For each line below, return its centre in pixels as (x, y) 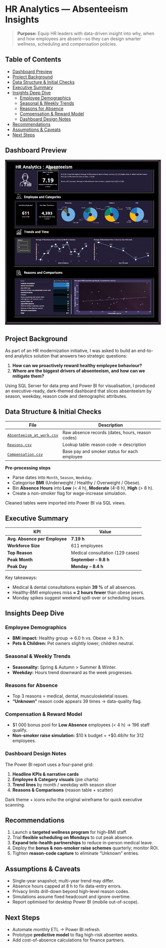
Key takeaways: (21, 577)
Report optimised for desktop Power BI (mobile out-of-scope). (76, 902)
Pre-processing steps (28, 468)
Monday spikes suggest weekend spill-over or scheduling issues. (79, 598)
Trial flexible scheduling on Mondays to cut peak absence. (73, 837)
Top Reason (20, 553)
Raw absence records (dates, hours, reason (107, 432)
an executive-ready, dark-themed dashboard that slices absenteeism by (78, 391)
